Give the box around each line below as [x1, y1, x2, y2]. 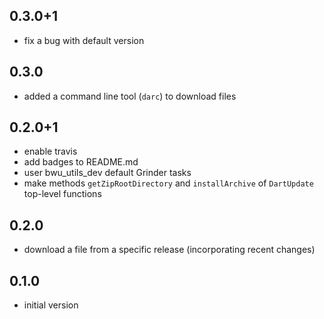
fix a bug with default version [23, 34, 145, 46]
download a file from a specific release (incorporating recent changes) [23, 244, 316, 256]
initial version [23, 299, 79, 311]
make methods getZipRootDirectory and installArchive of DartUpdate [23, 177, 314, 189]
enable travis [23, 145, 78, 158]
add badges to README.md [23, 156, 139, 168]
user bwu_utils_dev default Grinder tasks [23, 167, 192, 179]
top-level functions [23, 188, 102, 200]
